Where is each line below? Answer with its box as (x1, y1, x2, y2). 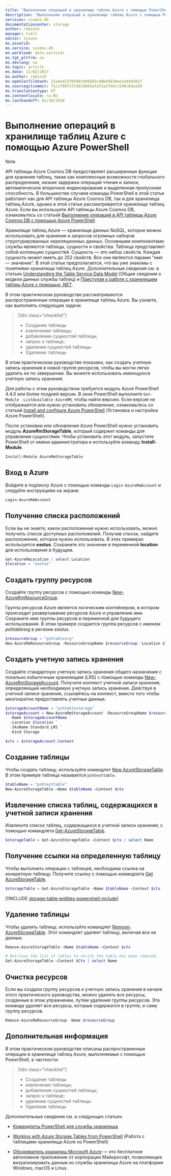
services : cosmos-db (5, 17, 49, 22)
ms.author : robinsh (5, 74, 47, 79)
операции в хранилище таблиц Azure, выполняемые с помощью (5, 1051, 146, 1057)
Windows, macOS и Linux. (12, 1165, 68, 1171)
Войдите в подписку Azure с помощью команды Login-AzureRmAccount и (5, 482, 161, 488)
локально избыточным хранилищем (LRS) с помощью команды (5, 674, 144, 680)
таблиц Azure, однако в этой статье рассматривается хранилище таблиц (5, 201, 164, 207)
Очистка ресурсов (5, 972, 68, 981)
